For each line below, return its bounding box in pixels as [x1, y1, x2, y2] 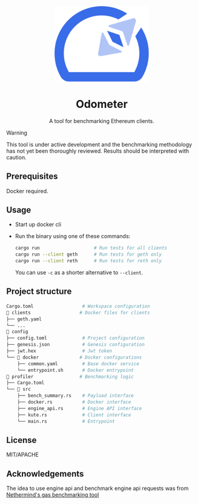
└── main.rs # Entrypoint [17, 418, 115, 424]
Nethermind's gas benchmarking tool [6, 491, 99, 499]
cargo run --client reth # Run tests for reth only [15, 258, 162, 264]
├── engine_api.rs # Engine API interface [17, 405, 142, 411]
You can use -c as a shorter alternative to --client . [15, 269, 144, 276]
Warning [6, 129, 27, 136]
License [6, 435, 37, 445]
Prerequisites [6, 171, 58, 182]
